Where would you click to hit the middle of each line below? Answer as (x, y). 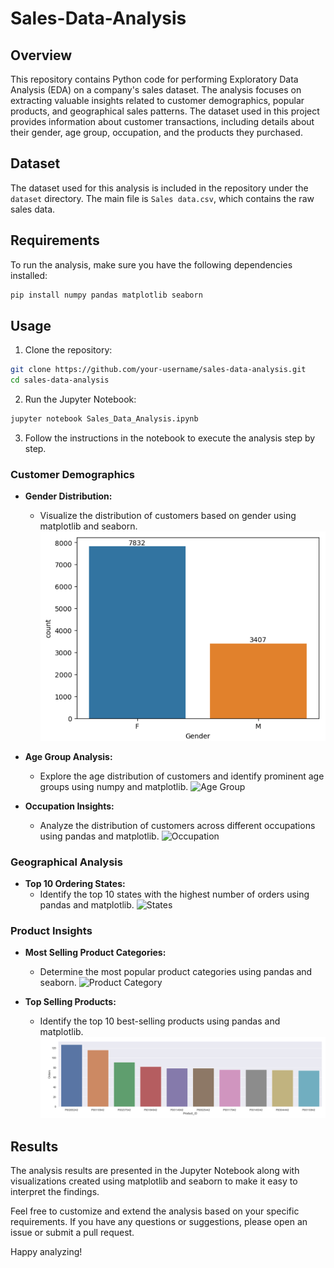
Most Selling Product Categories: (95, 953)
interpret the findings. (55, 1192)
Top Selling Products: (70, 1002)
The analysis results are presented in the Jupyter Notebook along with (155, 1171)
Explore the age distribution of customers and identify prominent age (182, 776)
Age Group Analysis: (68, 756)
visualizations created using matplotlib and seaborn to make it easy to (154, 1181)
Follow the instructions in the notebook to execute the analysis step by (170, 438)
